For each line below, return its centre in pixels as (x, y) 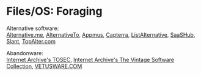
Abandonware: (25, 53)
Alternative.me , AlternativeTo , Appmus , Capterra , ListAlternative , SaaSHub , (101, 34)
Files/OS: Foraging (54, 11)
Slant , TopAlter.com (31, 41)
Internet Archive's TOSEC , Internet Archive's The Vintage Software (90, 59)
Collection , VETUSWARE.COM (44, 66)
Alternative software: (33, 28)
